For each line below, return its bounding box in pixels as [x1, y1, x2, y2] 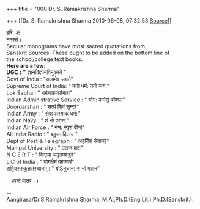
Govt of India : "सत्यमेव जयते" [6, 76, 73, 82]
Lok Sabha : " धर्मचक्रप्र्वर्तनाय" [6, 89, 72, 97]
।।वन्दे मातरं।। [6, 177, 39, 184]
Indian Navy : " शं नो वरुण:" [6, 117, 69, 124]
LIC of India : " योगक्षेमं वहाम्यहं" [6, 158, 75, 165]
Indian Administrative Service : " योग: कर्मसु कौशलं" [6, 96, 125, 103]
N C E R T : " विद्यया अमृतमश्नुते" [6, 151, 76, 158]
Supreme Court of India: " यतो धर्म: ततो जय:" [6, 82, 110, 89]
